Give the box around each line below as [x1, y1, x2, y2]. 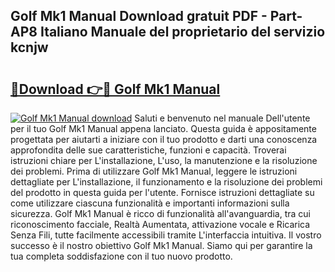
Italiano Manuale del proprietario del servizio [39, 24, 326, 41]
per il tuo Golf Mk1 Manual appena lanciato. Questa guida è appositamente [10, 123, 317, 134]
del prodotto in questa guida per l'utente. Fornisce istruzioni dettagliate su [10, 187, 315, 198]
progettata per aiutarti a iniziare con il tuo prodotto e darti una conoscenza [10, 134, 318, 145]
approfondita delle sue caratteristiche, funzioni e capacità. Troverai [10, 144, 287, 156]
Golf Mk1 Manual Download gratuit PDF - [10, 8, 268, 25]
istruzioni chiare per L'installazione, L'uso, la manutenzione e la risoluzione [10, 155, 318, 166]
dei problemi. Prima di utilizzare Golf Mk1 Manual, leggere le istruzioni [10, 165, 298, 177]
